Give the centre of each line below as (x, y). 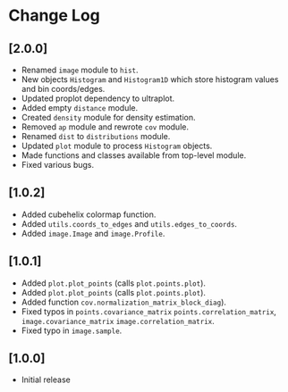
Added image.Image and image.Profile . (93, 233)
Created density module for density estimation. (108, 117)
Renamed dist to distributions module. (96, 136)
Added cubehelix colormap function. (89, 214)
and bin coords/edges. (63, 89)
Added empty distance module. (80, 108)
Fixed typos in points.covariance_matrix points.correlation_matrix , (148, 311)
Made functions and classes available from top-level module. (134, 155)
